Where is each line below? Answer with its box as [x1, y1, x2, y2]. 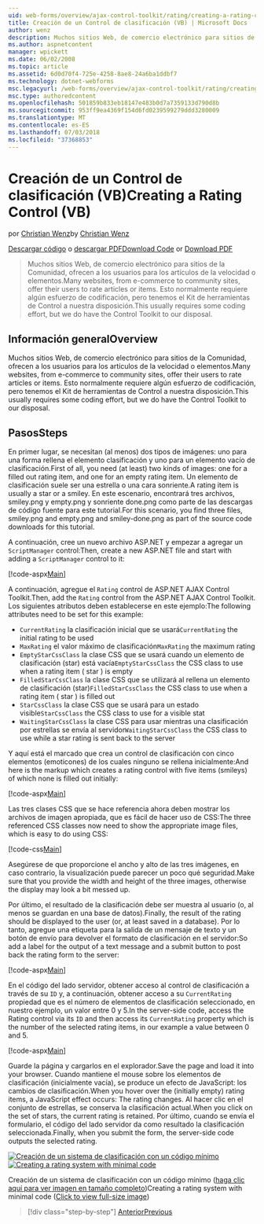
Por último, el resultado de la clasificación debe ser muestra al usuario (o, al [8, 900, 254, 910]
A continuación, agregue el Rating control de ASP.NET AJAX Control [8, 585, 230, 594]
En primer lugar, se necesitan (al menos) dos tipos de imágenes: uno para [8, 447, 247, 457]
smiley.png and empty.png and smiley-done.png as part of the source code [8, 514, 253, 524]
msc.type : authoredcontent [8, 92, 97, 100]
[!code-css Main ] [8, 844, 62, 854]
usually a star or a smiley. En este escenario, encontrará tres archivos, [8, 489, 236, 498]
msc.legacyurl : [8, 84, 58, 93]
